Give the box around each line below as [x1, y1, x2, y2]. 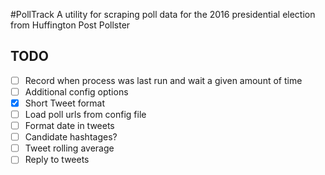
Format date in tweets [24, 120, 115, 132]
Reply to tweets [24, 154, 90, 166]
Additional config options [24, 85, 129, 98]
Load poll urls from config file [24, 109, 147, 120]
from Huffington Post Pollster [10, 19, 131, 31]
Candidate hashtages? [24, 131, 118, 143]
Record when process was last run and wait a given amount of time [24, 74, 303, 86]
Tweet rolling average [24, 142, 115, 154]
